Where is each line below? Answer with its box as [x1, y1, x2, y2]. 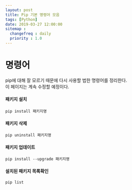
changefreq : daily [10, 31, 51, 36]
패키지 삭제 [5, 120, 27, 126]
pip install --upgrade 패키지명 [5, 156, 70, 162]
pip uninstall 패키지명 [5, 133, 51, 138]
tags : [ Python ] [5, 17, 38, 22]
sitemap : [5, 26, 27, 32]
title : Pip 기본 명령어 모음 [5, 12, 60, 17]
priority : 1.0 [10, 36, 42, 41]
